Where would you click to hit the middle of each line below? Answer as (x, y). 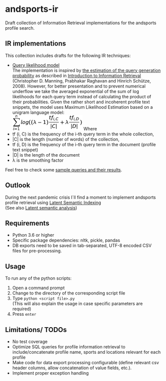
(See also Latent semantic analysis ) (41, 208)
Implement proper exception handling (50, 373)
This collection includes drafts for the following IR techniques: (68, 55)
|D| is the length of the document (46, 155)
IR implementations (36, 44)
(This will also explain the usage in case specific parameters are (78, 304)
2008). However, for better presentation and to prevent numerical (79, 86)
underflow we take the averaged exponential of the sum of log (76, 91)
